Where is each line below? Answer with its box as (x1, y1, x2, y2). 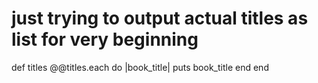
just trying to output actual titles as (11, 7, 309, 30)
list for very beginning (11, 28, 199, 51)
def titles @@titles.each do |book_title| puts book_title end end (11, 61, 269, 73)
